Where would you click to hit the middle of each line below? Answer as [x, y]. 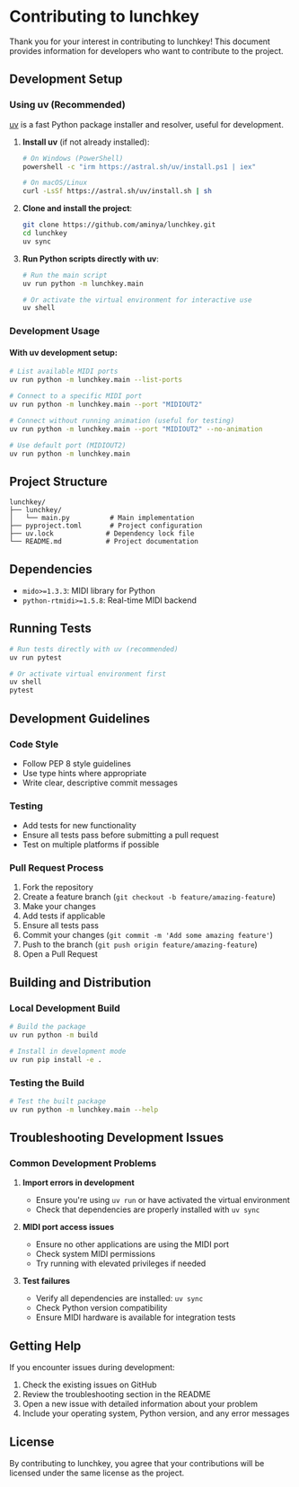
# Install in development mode [68, 1051]
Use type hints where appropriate [84, 773]
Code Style [34, 744]
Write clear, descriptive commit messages [100, 783]
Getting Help [45, 1345]
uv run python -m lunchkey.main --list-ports [96, 380]
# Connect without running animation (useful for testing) [122, 420]
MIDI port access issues [68, 1227]
